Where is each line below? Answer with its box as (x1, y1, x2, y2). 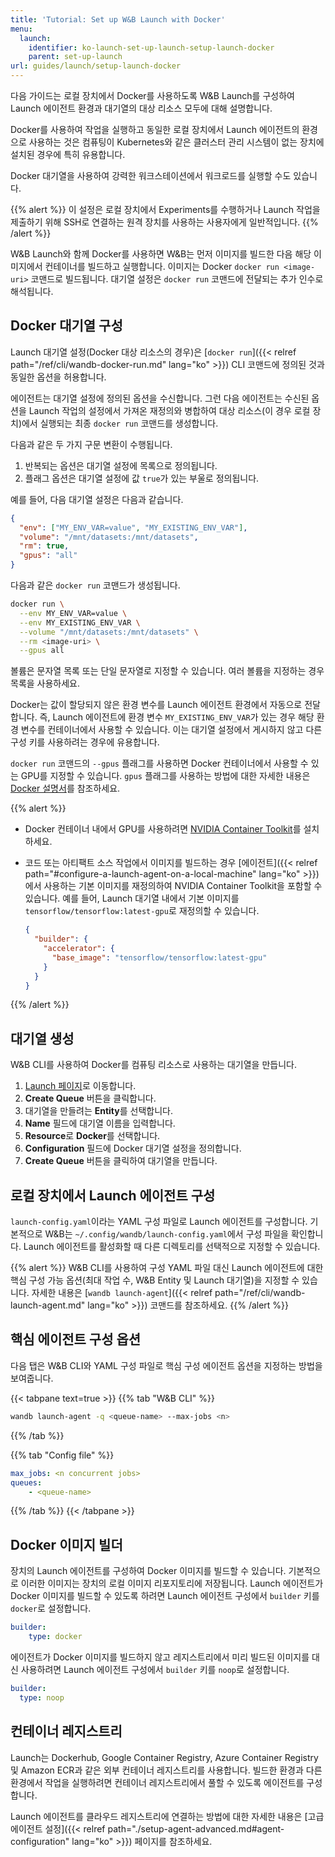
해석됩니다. (10, 286, 54, 297)
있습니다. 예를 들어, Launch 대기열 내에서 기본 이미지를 (24, 892, 240, 905)
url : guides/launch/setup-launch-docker (10, 61, 182, 71)
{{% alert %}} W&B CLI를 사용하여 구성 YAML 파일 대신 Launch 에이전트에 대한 (10, 1262, 324, 1274)
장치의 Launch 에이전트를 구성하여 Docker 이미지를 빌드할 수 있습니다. (10, 1565, 287, 1577)
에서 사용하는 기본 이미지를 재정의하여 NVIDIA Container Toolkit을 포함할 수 (24, 880, 323, 892)
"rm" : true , (19, 541, 70, 551)
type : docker (28, 1632, 83, 1642)
